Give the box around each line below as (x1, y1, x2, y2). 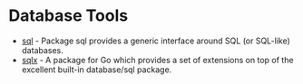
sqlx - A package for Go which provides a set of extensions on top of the (21, 54, 294, 65)
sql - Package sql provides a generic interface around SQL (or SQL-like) (21, 35, 291, 46)
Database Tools (8, 5, 129, 26)
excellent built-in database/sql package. (21, 64, 172, 75)
